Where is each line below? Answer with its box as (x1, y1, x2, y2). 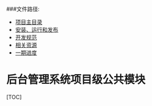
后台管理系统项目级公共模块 (6, 73, 146, 87)
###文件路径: (6, 6, 40, 12)
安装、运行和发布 (15, 26, 59, 33)
